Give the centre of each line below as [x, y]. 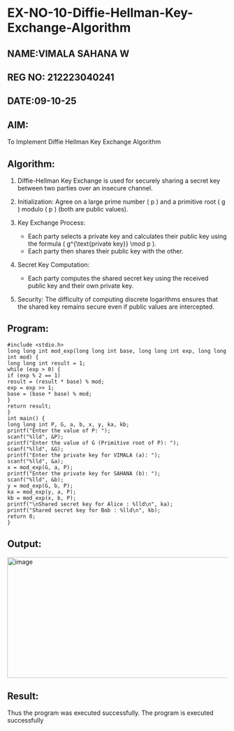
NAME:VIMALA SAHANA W [68, 54]
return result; [29, 406]
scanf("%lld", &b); [36, 480]
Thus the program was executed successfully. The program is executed [111, 713]
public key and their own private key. [81, 286]
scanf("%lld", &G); [36, 449]
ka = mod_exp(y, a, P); [42, 492]
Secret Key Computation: [53, 265]
